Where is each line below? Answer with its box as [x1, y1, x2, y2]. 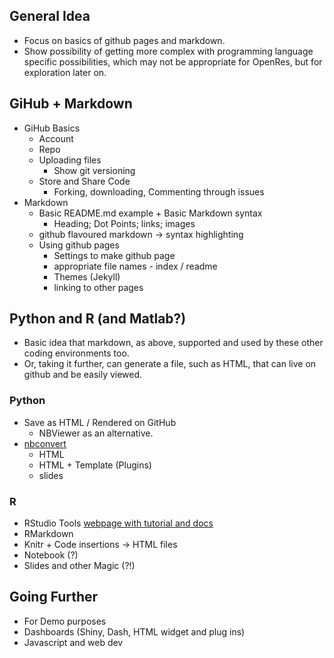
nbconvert [23, 437, 67, 449]
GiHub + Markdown [9, 95, 133, 113]
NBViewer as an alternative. [38, 427, 154, 439]
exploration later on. [23, 66, 107, 78]
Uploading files [38, 154, 102, 166]
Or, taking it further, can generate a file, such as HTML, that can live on [23, 358, 317, 370]
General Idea [9, 8, 91, 25]
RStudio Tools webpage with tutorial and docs [23, 517, 214, 529]
